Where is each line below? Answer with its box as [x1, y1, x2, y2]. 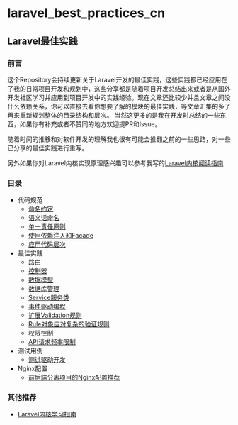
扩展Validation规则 [28, 311, 83, 320]
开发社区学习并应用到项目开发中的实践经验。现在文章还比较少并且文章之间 [7, 93, 225, 101]
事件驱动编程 [28, 302, 66, 311]
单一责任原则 [28, 222, 66, 231]
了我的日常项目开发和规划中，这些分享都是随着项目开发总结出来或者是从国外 [7, 84, 231, 93]
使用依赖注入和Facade [28, 231, 94, 240]
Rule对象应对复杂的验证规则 [28, 320, 110, 329]
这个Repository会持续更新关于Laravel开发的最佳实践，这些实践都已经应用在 [7, 75, 228, 84]
